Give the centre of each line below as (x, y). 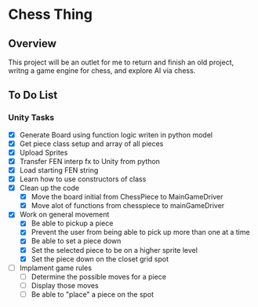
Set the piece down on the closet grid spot (100, 259)
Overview (33, 44)
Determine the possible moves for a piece (99, 276)
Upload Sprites (44, 152)
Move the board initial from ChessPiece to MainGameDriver (127, 197)
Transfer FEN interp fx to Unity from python (90, 161)
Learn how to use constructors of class (83, 179)
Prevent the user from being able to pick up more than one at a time (140, 232)
